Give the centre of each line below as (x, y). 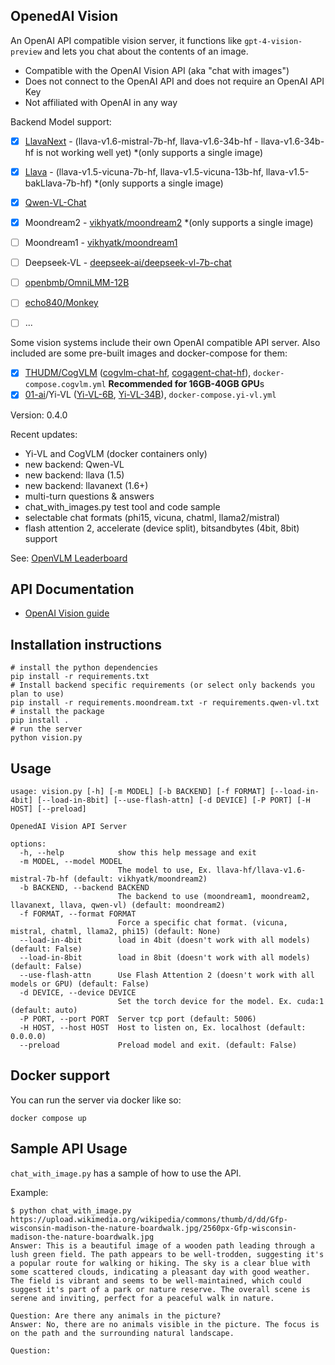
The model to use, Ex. (165, 870)
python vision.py (46, 738)
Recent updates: (44, 434)
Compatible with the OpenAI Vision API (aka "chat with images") (157, 70)
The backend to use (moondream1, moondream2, (214, 896)
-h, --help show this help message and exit (138, 852)
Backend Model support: (61, 121)
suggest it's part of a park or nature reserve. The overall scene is (160, 1289)
